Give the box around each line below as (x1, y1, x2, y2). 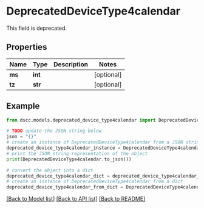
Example (6, 101, 40, 111)
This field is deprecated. (6, 24, 67, 32)
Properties (6, 42, 47, 52)
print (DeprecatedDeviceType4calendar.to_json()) (6, 156, 132, 162)
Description (53, 60, 88, 68)
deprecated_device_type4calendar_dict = (6, 173, 110, 179)
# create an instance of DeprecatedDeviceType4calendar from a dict (6, 178, 183, 185)
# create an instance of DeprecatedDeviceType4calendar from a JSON (6, 139, 183, 145)
